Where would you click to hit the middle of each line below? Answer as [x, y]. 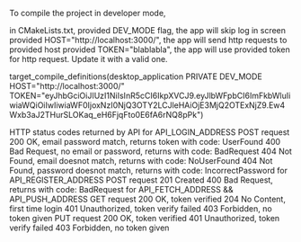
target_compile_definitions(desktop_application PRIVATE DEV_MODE [136, 76]
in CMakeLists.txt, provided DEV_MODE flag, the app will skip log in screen [147, 30]
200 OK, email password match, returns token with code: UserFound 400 [145, 142]
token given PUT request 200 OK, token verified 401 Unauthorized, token [145, 218]
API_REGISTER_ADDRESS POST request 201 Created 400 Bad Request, [142, 180]
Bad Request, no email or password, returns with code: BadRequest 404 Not [150, 151]
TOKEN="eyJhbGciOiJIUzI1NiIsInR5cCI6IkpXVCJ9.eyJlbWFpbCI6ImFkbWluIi [150, 95]
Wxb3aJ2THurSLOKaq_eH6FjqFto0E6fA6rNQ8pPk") [106, 115]
